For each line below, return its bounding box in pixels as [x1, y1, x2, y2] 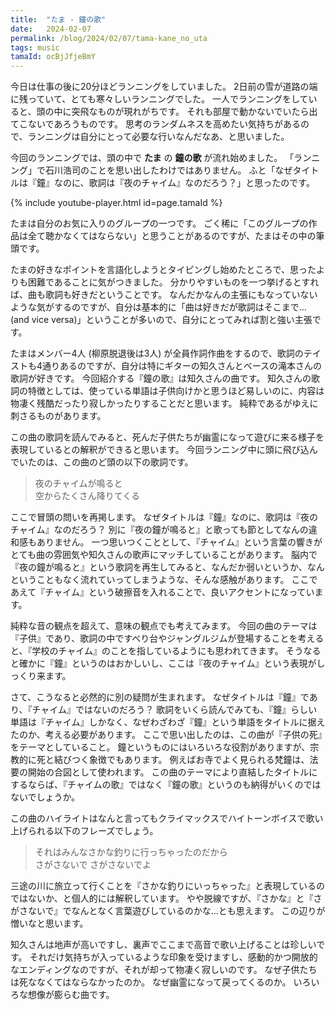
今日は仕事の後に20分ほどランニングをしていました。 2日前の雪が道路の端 [10, 81, 318, 93]
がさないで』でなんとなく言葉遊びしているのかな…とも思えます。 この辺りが [10, 905, 326, 917]
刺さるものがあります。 [10, 410, 107, 422]
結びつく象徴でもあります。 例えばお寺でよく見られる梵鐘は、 [53, 754, 310, 766]
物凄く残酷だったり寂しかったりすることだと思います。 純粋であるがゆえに [10, 397, 319, 410]
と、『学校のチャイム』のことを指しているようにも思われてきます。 [10, 645, 284, 657]
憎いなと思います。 [10, 917, 89, 930]
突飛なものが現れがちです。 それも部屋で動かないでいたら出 [71, 106, 318, 118]
